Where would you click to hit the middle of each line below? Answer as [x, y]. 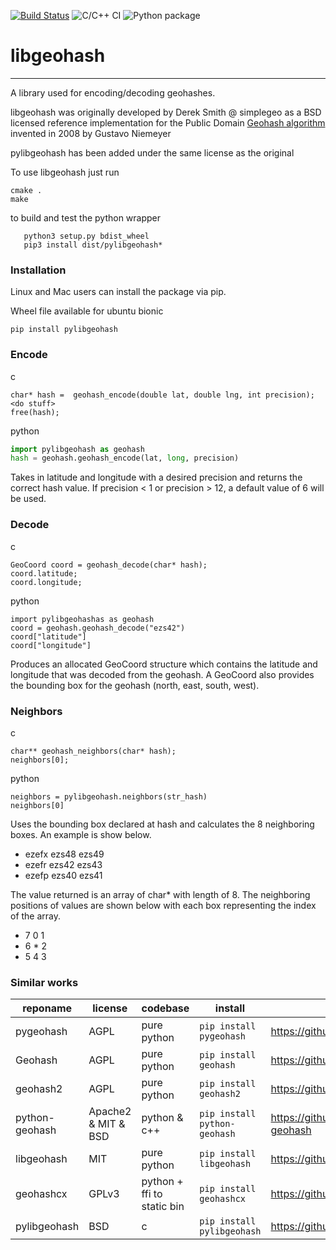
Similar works [44, 982]
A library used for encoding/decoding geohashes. [113, 92]
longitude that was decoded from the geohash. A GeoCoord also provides [162, 674]
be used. [28, 499]
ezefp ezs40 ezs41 [63, 875]
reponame [47, 1008]
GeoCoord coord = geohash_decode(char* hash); [109, 565]
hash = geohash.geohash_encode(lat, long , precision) [125, 458]
